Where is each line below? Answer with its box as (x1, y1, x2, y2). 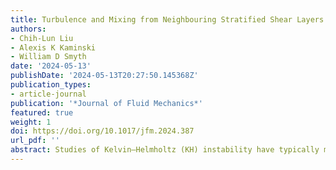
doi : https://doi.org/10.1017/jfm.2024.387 (10, 126, 195, 136)
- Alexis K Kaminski (10, 42, 97, 53)
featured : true (10, 107, 74, 118)
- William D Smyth (10, 52, 87, 62)
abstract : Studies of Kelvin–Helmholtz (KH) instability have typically (10, 145, 320, 155)
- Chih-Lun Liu (10, 33, 74, 43)
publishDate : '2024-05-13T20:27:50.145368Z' (10, 71, 199, 81)
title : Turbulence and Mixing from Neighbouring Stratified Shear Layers (10, 14, 325, 25)
